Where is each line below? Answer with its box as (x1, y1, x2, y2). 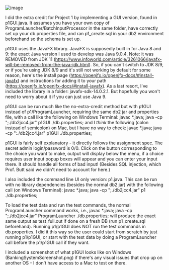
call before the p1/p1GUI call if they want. (5, 239, 90, 245)
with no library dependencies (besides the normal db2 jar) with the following (5, 182, 163, 188)
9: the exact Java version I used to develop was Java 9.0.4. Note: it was (5, 51, 154, 57)
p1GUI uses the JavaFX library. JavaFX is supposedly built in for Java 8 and (5, 46, 161, 51)
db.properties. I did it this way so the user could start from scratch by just (5, 229, 157, 235)
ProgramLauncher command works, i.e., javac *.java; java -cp (5, 208, 132, 213)
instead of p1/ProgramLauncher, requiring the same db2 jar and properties (5, 109, 159, 115)
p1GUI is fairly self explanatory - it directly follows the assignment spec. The (5, 140, 163, 146)
